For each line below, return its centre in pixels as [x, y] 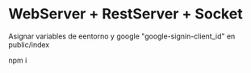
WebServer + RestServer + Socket [126, 14]
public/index [29, 44]
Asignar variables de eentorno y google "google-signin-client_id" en [122, 36]
